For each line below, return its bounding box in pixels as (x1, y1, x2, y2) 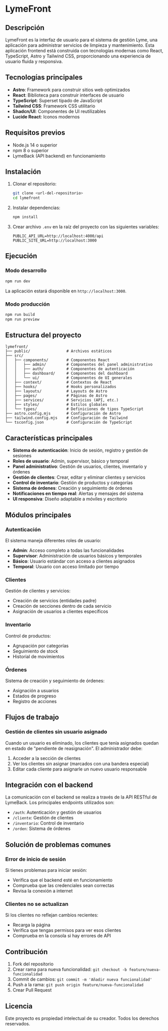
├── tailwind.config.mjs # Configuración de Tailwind (5, 416, 128, 421)
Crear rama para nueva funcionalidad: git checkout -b (12, 966, 128, 973)
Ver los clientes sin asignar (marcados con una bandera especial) (12, 760, 149, 767)
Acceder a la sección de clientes (12, 755, 81, 761)
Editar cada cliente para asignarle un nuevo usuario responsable (12, 766, 147, 772)
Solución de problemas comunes (5, 840, 111, 849)
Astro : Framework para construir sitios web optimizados (12, 86, 131, 93)
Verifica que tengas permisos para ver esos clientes (12, 927, 121, 933)
